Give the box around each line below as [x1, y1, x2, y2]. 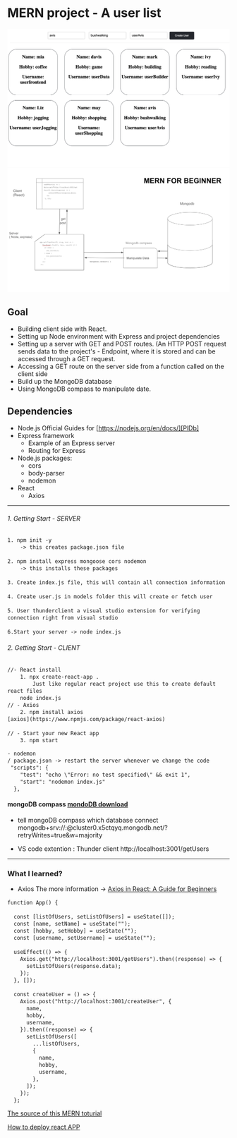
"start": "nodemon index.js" [20, 778, 106, 785]
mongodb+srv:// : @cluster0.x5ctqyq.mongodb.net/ [17, 823, 165, 832]
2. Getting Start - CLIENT [7, 643, 80, 652]
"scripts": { [10, 764, 49, 771]
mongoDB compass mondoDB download [7, 800, 128, 809]
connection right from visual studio [7, 615, 119, 622]
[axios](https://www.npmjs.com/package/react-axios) [7, 715, 166, 722]
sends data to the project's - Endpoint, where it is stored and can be [17, 347, 216, 356]
